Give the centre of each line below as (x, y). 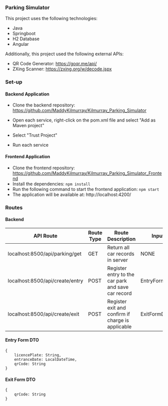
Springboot (24, 34)
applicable (119, 327)
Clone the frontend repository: (43, 168)
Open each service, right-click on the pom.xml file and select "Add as (84, 120)
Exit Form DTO (20, 379)
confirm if (118, 314)
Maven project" (28, 126)
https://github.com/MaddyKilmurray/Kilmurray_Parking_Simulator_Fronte (87, 173)
